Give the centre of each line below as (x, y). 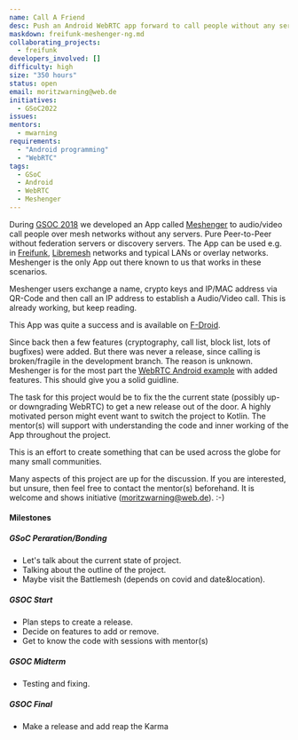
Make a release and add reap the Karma (95, 727)
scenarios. (28, 271)
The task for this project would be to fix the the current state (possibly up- (145, 397)
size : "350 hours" (43, 76)
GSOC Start (31, 600)
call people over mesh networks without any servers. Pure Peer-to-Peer (141, 234)
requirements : (35, 141)
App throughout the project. (60, 434)
